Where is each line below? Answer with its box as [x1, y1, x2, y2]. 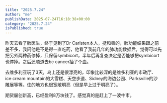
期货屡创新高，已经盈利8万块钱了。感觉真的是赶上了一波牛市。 [5, 93, 134, 99]
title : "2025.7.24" [5, 7, 46, 12]
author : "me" [5, 12, 32, 17]
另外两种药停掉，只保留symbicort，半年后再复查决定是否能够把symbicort [9, 53, 160, 59]
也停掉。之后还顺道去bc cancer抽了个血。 [5, 59, 91, 65]
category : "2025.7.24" [5, 21, 52, 26]
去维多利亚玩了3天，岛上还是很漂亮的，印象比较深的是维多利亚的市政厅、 [5, 69, 156, 75]
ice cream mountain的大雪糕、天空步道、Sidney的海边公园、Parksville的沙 [5, 76, 158, 82]
